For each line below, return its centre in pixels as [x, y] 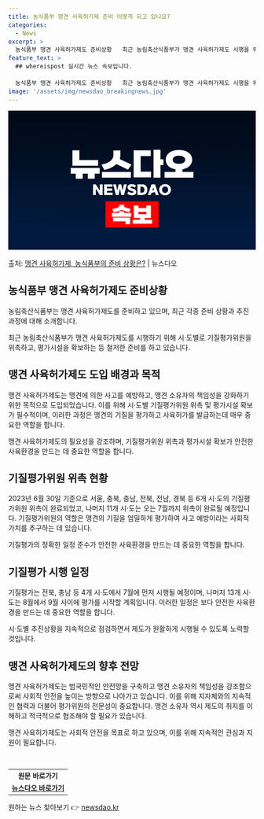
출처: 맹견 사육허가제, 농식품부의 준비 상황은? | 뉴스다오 [93, 263]
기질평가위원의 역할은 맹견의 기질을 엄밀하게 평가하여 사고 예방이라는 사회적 [134, 518]
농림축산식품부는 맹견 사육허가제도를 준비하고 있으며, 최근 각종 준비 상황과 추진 [129, 311]
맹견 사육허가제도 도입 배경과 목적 [84, 375]
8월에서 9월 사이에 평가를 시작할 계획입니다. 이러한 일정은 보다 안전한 [128, 603]
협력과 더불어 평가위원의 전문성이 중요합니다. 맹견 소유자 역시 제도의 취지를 [130, 706]
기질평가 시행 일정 [49, 572]
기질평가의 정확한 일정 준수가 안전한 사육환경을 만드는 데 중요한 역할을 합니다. [126, 545]
